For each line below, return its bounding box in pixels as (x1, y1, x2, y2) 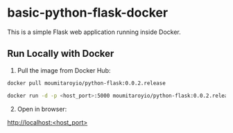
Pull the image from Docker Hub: (17, 66, 111, 74)
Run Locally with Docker (7, 48, 114, 60)
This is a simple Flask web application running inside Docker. (7, 28, 182, 36)
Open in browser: (17, 105, 67, 113)
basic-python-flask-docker (7, 5, 169, 21)
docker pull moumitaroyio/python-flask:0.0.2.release (7, 80, 166, 87)
